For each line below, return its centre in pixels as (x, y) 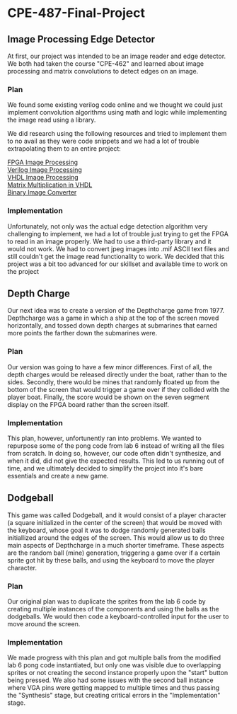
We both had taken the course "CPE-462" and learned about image (106, 64)
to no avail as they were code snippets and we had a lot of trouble (103, 141)
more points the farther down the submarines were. (82, 333)
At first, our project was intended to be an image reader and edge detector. (117, 56)
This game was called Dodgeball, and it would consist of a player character (117, 515)
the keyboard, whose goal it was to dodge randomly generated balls (107, 530)
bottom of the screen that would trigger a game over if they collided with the (118, 389)
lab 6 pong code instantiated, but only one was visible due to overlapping (114, 665)
